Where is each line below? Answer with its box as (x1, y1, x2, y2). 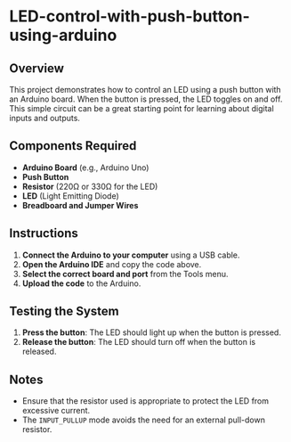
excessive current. (21, 405, 91, 416)
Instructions (9, 225, 78, 241)
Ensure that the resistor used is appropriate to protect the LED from (21, 396, 270, 406)
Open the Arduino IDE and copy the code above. (21, 258, 202, 269)
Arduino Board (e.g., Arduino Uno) (21, 162, 150, 173)
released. (21, 346, 57, 357)
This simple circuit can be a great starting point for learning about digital (9, 103, 274, 113)
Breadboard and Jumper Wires (21, 200, 139, 210)
